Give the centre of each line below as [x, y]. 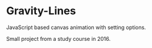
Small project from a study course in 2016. [59, 39]
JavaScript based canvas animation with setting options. [76, 27]
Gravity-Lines [41, 11]
